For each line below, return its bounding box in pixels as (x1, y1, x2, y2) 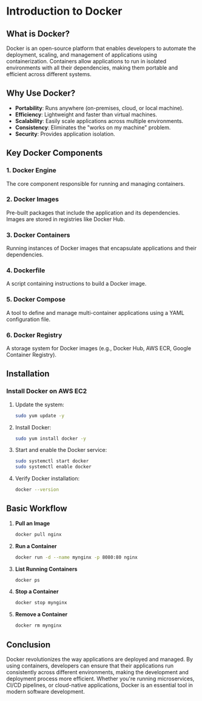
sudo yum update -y (15, 412, 65, 418)
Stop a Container (15, 588, 59, 595)
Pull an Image (15, 520, 50, 527)
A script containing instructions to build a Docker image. (6, 280, 147, 287)
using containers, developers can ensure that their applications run (6, 662, 174, 669)
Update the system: (15, 401, 65, 408)
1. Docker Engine (6, 166, 56, 175)
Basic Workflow (6, 504, 68, 514)
